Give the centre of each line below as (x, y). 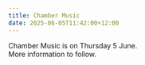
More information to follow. (53, 54)
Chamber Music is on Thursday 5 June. (73, 45)
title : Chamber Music (44, 15)
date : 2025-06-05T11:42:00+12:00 (64, 23)
